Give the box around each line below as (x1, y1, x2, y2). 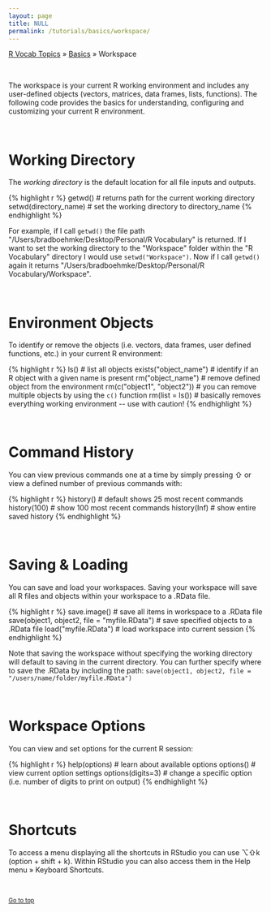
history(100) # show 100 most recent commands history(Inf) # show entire (8, 503, 256, 513)
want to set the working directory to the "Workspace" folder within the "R (8, 243, 253, 253)
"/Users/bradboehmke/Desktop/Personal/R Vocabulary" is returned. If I (8, 234, 247, 244)
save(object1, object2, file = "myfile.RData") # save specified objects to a (8, 616, 253, 626)
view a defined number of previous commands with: (8, 479, 183, 488)
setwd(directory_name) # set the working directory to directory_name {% (8, 202, 252, 212)
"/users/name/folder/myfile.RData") (8, 674, 132, 682)
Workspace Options (8, 717, 146, 735)
